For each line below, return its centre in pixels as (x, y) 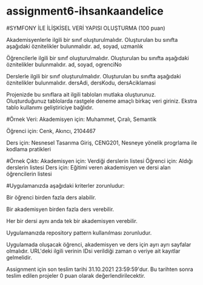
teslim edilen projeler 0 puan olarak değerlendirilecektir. (76, 275)
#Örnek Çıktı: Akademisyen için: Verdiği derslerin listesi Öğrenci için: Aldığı (99, 161)
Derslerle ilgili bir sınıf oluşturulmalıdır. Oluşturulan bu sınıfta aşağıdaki (94, 76)
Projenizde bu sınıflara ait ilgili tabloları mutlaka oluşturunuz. (81, 94)
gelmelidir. (19, 257)
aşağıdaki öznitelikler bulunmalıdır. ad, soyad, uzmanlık (75, 46)
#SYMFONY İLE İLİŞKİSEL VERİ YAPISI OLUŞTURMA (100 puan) (86, 28)
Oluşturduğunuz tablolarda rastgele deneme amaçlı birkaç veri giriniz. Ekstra (102, 101)
